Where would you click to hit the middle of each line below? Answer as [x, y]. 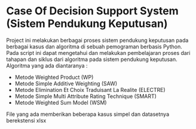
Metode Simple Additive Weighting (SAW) [66, 83]
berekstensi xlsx [26, 120]
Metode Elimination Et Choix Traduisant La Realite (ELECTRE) [90, 90]
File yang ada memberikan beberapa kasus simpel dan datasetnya [88, 114]
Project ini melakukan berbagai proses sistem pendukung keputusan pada [97, 40]
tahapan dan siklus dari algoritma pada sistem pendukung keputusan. [92, 59]
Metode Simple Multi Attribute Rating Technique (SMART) [86, 96]
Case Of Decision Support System [92, 11]
